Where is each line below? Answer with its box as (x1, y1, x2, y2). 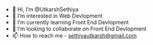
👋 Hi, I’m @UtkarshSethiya (12, 6, 79, 13)
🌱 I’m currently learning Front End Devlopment (12, 19, 129, 26)
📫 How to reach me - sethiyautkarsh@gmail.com (12, 32, 137, 39)
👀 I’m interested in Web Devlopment (12, 12, 103, 19)
